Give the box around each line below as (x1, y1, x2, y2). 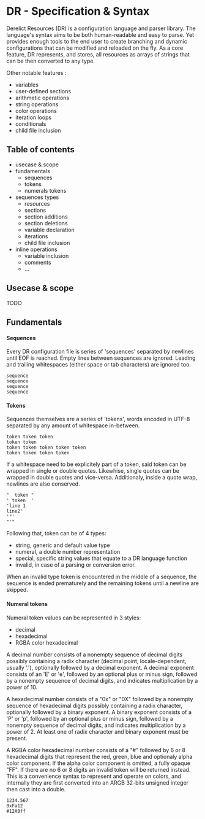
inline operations (15, 246, 58, 253)
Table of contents (6, 144, 75, 155)
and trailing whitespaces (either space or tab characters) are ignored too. (6, 361, 192, 368)
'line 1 (6, 503, 26, 509)
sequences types (15, 193, 59, 201)
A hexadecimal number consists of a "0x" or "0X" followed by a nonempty (6, 695, 193, 702)
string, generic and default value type (15, 541, 110, 549)
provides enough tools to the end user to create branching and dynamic (6, 37, 188, 45)
